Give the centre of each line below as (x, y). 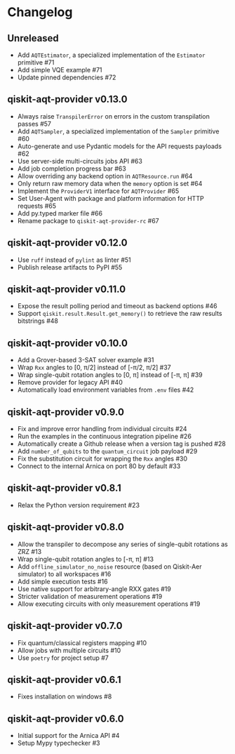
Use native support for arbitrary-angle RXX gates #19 (94, 589)
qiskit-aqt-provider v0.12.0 (67, 243)
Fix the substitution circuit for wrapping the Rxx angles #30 (102, 459)
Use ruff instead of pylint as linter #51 (74, 260)
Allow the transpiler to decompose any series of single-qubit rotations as (122, 544)
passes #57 (34, 124)
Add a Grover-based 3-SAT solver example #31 (86, 360)
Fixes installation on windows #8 (65, 696)
